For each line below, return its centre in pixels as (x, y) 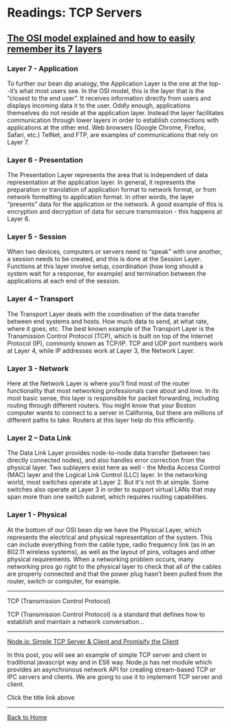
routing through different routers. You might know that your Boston (101, 405)
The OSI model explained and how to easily (101, 38)
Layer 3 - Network (38, 368)
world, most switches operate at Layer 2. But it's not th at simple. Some (108, 482)
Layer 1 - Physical (37, 515)
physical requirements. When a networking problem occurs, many (100, 559)
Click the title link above (41, 697)
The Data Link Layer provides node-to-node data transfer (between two (109, 453)
